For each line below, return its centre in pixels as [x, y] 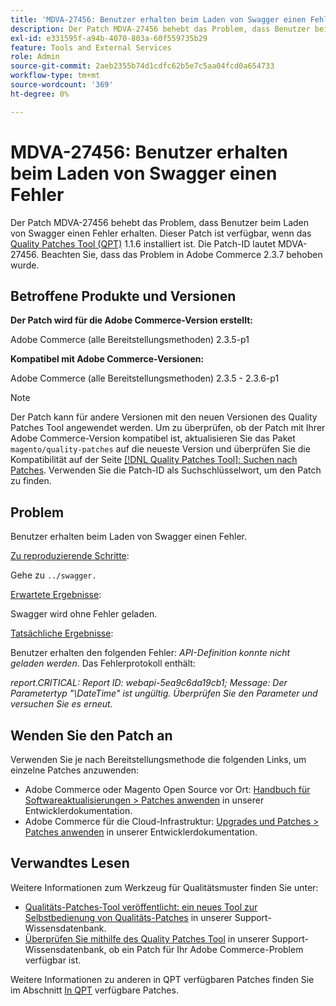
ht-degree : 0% [40, 94]
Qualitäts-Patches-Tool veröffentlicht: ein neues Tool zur [141, 907]
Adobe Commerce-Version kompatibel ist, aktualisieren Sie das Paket [153, 438]
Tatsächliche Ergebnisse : [62, 633]
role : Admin [35, 57]
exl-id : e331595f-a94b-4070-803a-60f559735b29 [109, 38]
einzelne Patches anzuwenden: [75, 770]
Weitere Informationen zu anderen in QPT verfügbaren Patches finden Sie [162, 979]
